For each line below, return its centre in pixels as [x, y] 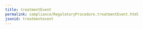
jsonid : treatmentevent [29, 19]
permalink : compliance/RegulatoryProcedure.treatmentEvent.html [72, 14]
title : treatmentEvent [28, 10]
